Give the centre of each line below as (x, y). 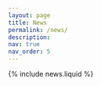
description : (29, 37)
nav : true (24, 45)
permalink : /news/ (38, 30)
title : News (27, 23)
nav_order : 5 (29, 52)
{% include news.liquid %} (51, 74)
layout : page (29, 15)
